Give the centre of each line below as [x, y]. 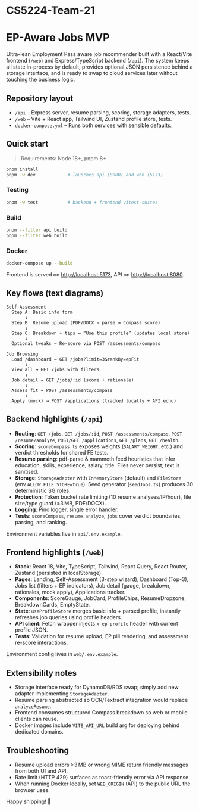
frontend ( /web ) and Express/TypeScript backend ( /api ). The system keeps [98, 61]
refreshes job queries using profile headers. [68, 617]
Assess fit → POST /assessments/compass [62, 390]
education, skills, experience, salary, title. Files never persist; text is [97, 465]
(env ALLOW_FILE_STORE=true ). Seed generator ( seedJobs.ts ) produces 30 [104, 484]
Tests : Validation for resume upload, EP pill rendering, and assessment [101, 636]
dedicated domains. [39, 732]
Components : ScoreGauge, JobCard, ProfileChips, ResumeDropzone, [100, 598]
